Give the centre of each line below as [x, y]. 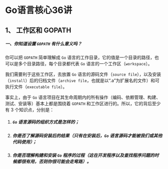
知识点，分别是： [37, 110]
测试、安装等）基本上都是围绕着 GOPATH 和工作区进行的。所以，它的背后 [79, 103]
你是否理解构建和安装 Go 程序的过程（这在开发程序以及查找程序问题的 [83, 155]
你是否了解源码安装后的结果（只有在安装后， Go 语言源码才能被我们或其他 [87, 136]
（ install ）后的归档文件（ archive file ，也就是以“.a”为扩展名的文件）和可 [82, 80]
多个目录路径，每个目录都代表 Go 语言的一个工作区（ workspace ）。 [85, 63]
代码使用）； [24, 142]
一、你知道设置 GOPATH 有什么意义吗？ [44, 44]
